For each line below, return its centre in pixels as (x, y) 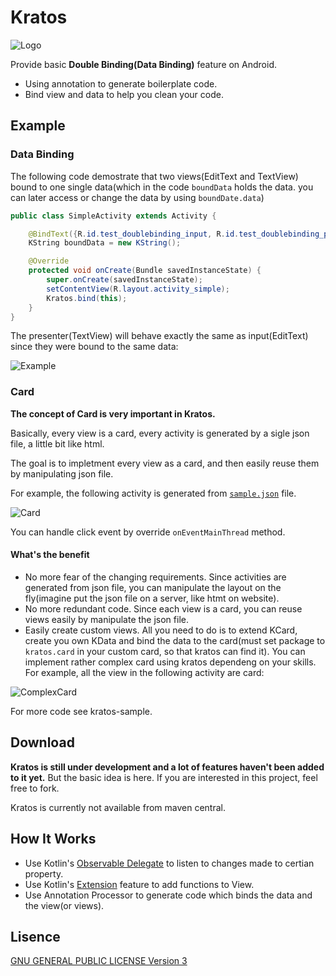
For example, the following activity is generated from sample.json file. (153, 493)
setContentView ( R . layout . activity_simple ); (138, 289)
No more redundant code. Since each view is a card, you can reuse (163, 608)
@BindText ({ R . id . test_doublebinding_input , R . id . (134, 234)
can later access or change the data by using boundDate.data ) (137, 197)
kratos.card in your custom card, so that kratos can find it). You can (165, 651)
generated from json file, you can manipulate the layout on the (153, 587)
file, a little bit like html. (57, 443)
